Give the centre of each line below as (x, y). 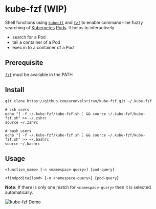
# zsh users (17, 110)
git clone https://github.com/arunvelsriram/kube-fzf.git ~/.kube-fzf (78, 101)
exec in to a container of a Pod (43, 47)
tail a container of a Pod (36, 42)
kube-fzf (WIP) (36, 9)
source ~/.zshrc (22, 122)
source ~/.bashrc (23, 144)
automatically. (19, 192)
